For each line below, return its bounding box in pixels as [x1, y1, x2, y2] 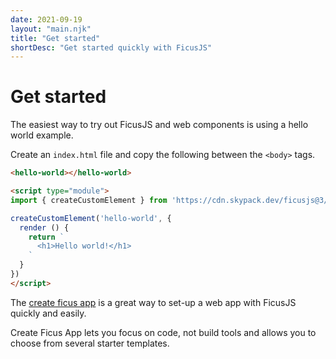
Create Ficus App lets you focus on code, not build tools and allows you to [10, 326, 317, 338]
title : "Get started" [10, 33, 101, 43]
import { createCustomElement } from [10, 195, 168, 205]
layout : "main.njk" [10, 24, 92, 34]
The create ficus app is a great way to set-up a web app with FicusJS [10, 296, 297, 308]
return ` [28, 232, 65, 242]
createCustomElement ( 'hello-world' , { [10, 213, 172, 223]
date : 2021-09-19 [10, 14, 83, 25]
